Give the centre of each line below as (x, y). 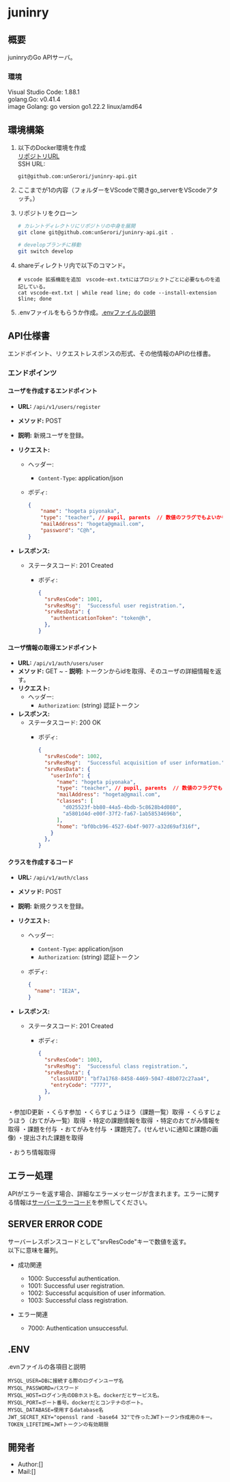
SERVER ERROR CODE (55, 1224)
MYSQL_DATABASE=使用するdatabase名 (56, 1410)
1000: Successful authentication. (74, 1278)
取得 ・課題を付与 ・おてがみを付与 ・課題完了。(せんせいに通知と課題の (110, 1129)
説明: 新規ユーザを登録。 (53, 435)
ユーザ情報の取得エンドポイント (53, 647)
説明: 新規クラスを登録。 (53, 906)
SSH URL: (31, 164)
